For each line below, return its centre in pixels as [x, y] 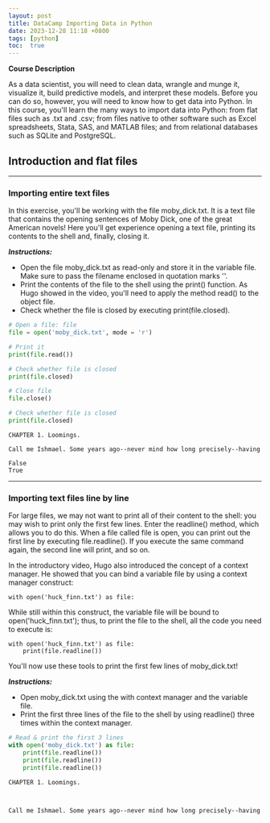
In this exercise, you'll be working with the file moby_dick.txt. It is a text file [132, 211]
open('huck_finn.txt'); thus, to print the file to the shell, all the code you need [135, 621]
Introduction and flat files [73, 161]
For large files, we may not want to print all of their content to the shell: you [133, 515]
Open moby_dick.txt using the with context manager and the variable [134, 697]
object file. [37, 302]
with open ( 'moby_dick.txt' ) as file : [72, 746]
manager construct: [41, 583]
